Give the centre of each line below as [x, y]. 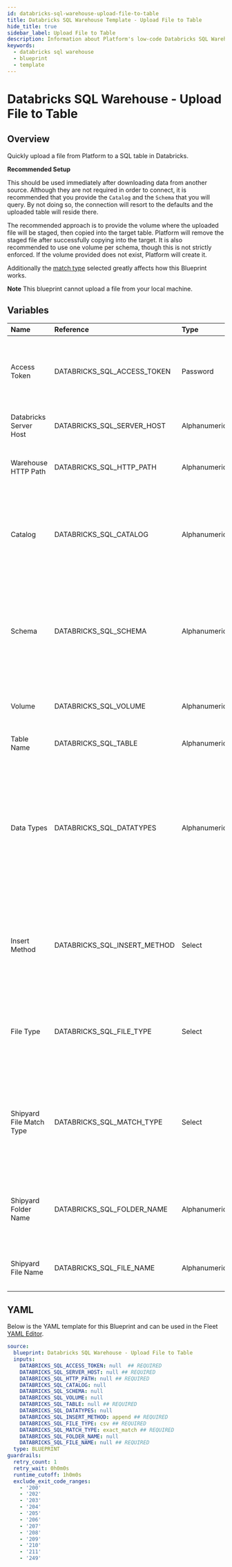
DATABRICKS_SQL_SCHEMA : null [61, 1392]
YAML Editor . [26, 1334]
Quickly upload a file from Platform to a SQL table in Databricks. [98, 155]
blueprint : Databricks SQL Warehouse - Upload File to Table [103, 1353]
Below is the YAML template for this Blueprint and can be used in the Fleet [113, 1327]
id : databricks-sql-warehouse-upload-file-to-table [83, 13]
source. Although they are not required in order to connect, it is [97, 190]
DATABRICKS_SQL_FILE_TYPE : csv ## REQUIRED [83, 1423]
